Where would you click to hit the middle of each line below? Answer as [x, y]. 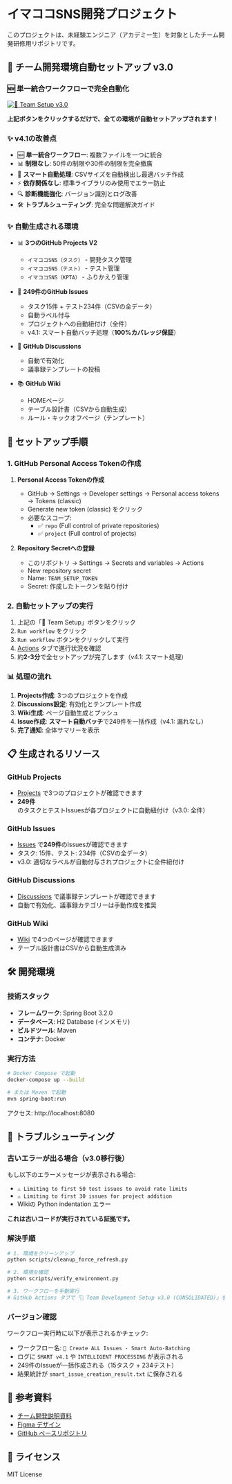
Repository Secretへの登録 [56, 548]
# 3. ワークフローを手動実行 [43, 1291]
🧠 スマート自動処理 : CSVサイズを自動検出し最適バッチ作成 [100, 174]
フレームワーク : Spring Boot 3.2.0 [65, 1013]
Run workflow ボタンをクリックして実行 [73, 640]
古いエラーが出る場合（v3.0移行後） [68, 1158]
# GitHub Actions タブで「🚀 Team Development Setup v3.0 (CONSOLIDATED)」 [115, 1298]
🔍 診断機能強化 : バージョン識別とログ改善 [77, 193]
